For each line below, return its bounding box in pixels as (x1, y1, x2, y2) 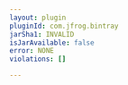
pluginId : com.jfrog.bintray (9, 21, 119, 30)
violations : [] (9, 55, 67, 64)
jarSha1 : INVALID (9, 30, 75, 38)
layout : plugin (9, 13, 67, 22)
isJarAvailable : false (9, 38, 95, 47)
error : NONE (9, 47, 54, 55)
